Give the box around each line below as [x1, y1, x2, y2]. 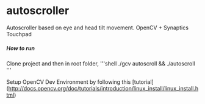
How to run [6, 44, 35, 52]
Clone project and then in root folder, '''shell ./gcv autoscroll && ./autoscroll [6, 59, 195, 67]
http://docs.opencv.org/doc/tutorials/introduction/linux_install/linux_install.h [8, 84, 199, 92]
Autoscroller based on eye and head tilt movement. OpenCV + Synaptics [6, 24, 189, 31]
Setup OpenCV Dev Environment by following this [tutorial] [6, 78, 154, 86]
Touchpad [6, 30, 32, 37]
